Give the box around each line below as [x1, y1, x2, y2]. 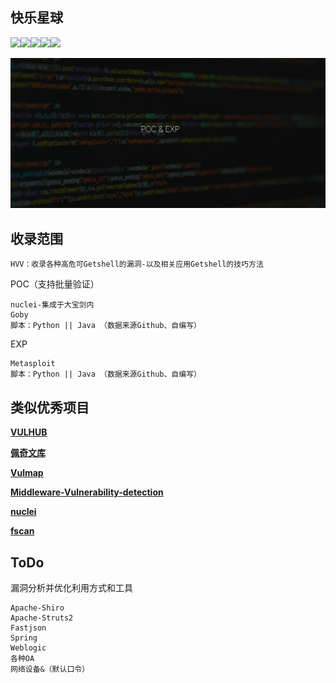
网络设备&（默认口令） [10, 664, 90, 674]
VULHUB [10, 426, 48, 438]
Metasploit [10, 359, 56, 369]
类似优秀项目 [10, 399, 90, 416]
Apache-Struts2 [10, 613, 74, 623]
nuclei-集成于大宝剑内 [10, 300, 95, 310]
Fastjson [10, 623, 47, 633]
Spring [10, 633, 38, 643]
